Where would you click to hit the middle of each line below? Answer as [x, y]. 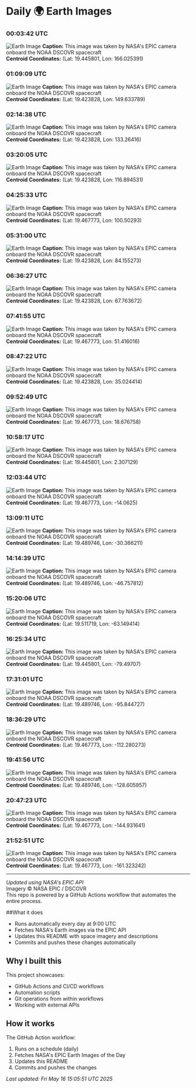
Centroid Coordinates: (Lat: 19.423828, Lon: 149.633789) [76, 99]
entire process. [24, 901]
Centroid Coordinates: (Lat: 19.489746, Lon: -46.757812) [75, 584]
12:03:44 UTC [26, 478]
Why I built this [34, 961]
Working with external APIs [47, 1005]
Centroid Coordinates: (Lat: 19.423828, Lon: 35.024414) [74, 382]
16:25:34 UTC [26, 639]
